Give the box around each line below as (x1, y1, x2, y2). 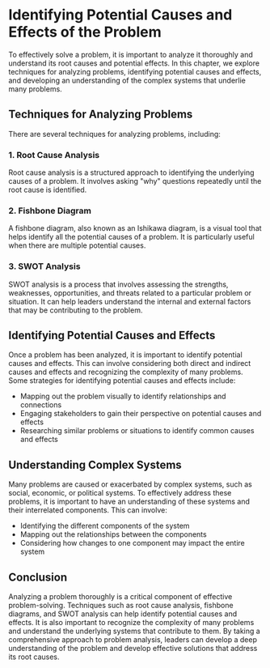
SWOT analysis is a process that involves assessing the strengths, (8, 279, 229, 289)
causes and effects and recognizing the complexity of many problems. (8, 367, 244, 377)
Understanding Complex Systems (8, 457, 182, 471)
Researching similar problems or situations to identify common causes (19, 426, 255, 436)
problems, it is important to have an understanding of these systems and (8, 496, 251, 507)
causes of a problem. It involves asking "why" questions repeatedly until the (8, 177, 262, 186)
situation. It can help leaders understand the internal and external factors (8, 296, 251, 306)
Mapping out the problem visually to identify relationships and (19, 391, 226, 402)
